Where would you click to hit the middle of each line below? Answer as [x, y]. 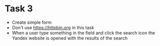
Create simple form [32, 22]
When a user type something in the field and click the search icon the [83, 33]
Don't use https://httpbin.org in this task [53, 27]
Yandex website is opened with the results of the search [70, 38]
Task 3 [19, 9]
